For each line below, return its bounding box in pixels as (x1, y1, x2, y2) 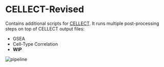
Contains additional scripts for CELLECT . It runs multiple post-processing (5, 20, 159, 26)
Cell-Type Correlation (12, 41, 58, 47)
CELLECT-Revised (5, 4, 84, 15)
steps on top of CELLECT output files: (5, 25, 85, 31)
